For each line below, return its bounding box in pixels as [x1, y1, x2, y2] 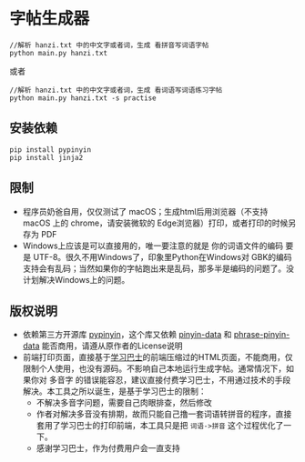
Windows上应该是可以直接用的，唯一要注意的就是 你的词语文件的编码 [22, 240, 284, 251]
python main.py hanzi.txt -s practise [9, 93, 157, 103]
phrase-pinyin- [233, 329, 290, 340]
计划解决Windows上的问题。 [22, 274, 130, 285]
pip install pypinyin [9, 145, 92, 155]
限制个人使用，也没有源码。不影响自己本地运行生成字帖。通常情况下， [22, 363, 287, 374]
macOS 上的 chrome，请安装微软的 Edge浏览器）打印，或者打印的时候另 [22, 217, 297, 228]
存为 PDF [22, 228, 57, 239]
